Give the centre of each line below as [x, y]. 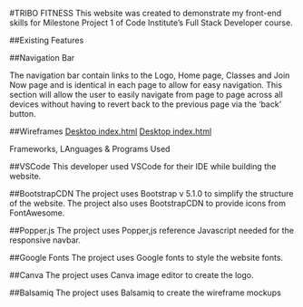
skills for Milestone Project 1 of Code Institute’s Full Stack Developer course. [151, 23]
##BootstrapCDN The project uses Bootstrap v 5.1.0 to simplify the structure [151, 193]
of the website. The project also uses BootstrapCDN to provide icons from [147, 203]
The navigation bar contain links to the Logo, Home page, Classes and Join [150, 75]
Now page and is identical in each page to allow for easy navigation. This [146, 85]
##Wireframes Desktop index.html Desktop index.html [111, 131]
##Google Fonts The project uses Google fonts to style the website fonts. [147, 258]
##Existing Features [47, 40]
